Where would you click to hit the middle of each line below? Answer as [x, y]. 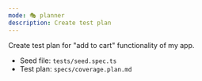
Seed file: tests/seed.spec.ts [68, 61]
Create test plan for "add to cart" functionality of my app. [101, 45]
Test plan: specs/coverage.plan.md [76, 68]
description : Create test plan [60, 23]
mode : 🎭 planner [36, 15]
